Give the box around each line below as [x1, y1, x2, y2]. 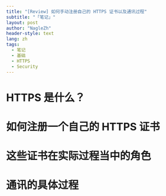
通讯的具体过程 [6, 178, 79, 192]
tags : [6, 42, 19, 48]
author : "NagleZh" [6, 25, 51, 31]
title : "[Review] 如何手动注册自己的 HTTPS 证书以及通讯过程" [6, 8, 148, 15]
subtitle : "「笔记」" [6, 14, 56, 20]
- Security [11, 63, 38, 70]
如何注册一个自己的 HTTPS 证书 [6, 120, 161, 133]
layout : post [6, 19, 38, 25]
